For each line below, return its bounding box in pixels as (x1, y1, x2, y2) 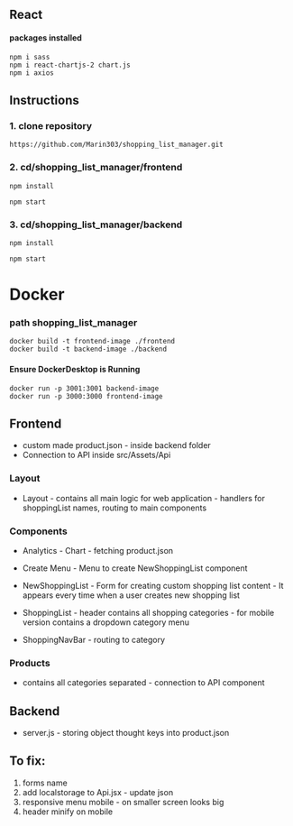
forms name (22, 777, 68, 788)
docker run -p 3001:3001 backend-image (9, 383, 160, 393)
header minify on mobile (22, 806, 114, 817)
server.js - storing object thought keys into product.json (22, 728, 230, 739)
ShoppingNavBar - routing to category (22, 634, 165, 645)
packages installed (9, 32, 83, 43)
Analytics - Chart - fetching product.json (22, 545, 174, 555)
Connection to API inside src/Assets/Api (22, 450, 171, 461)
